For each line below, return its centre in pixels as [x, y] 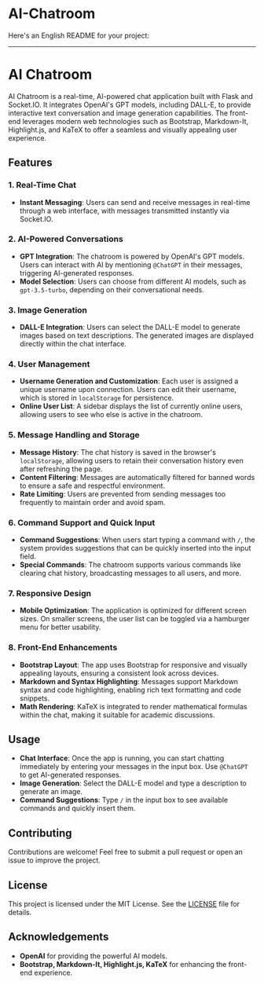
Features [30, 163]
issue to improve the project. [54, 860]
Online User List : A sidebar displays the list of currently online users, [131, 406]
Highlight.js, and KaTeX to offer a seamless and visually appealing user [123, 130]
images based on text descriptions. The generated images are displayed [136, 335]
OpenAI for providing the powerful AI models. [93, 956]
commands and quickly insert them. [77, 808]
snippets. [35, 698]
